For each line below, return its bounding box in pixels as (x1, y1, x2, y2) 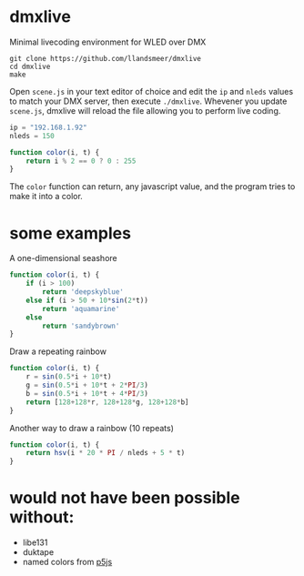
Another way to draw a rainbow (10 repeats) (9, 422, 175, 433)
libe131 (22, 537, 48, 548)
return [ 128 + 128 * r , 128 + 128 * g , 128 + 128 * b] (25, 398, 189, 407)
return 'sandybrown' (42, 321, 120, 330)
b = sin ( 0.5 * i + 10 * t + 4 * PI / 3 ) (25, 389, 148, 398)
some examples (9, 223, 132, 243)
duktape (22, 547, 55, 558)
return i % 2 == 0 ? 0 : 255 (25, 157, 137, 166)
